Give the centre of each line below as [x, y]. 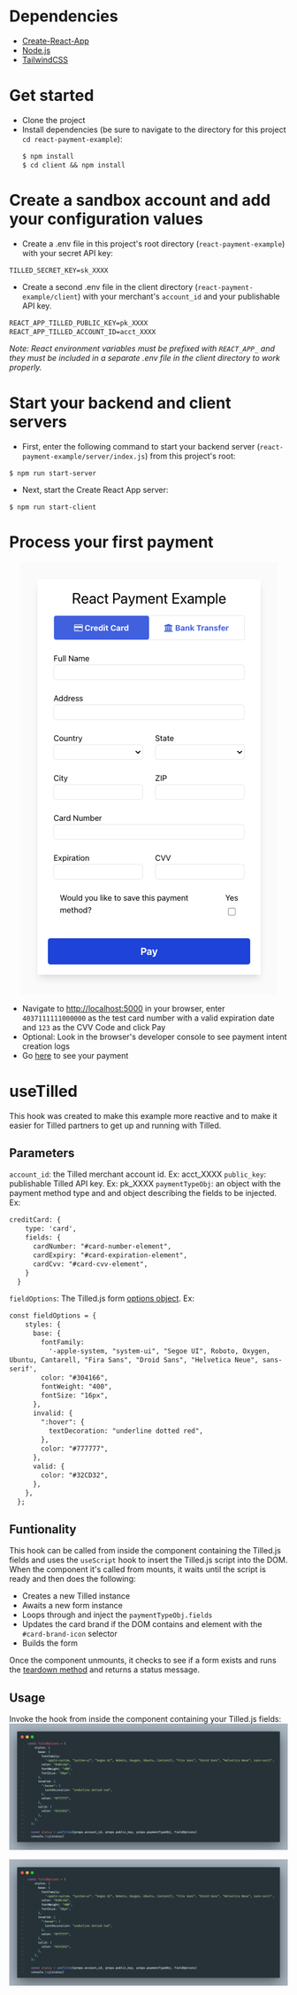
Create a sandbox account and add [140, 200]
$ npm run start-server [53, 473]
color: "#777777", [75, 1449]
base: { [47, 1334]
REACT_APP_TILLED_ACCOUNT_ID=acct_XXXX [83, 332]
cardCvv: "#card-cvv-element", [90, 1264]
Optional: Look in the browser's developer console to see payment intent [154, 1037]
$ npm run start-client [53, 507]
